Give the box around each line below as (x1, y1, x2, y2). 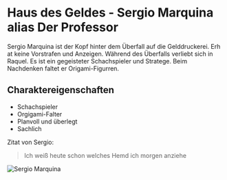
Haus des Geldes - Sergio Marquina (7, 5, 214, 21)
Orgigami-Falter (17, 110, 63, 118)
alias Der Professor (7, 19, 119, 35)
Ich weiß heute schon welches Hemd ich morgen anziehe (23, 151, 187, 159)
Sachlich (17, 124, 42, 132)
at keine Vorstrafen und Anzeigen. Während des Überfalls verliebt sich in (7, 50, 213, 58)
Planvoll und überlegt (17, 117, 78, 126)
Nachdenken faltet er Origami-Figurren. (7, 64, 119, 72)
